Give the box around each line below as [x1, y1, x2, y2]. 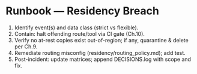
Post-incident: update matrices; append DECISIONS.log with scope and [14, 55, 192, 63]
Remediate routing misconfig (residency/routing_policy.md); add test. [14, 49, 186, 56]
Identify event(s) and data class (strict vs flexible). [14, 24, 139, 31]
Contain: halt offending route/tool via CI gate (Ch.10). [14, 30, 145, 37]
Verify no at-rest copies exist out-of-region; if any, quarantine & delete [14, 36, 189, 44]
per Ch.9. [14, 43, 38, 50]
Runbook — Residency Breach [5, 4, 160, 18]
